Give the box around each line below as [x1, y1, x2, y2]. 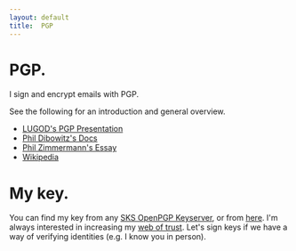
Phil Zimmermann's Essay [21, 142, 117, 153]
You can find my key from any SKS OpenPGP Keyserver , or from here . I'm [9, 213, 278, 223]
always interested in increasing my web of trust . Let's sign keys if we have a [9, 222, 288, 232]
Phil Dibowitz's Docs [21, 133, 98, 143]
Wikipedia [21, 152, 60, 163]
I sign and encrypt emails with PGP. [9, 89, 140, 100]
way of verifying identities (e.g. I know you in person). [9, 231, 206, 242]
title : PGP [9, 21, 53, 30]
